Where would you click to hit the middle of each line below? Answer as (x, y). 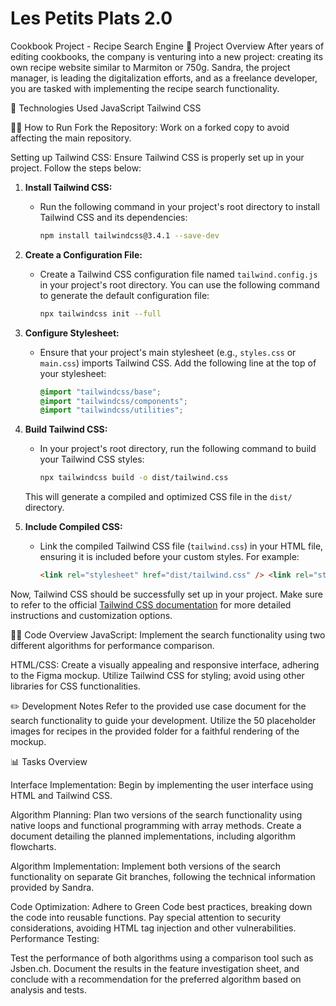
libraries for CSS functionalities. (75, 686)
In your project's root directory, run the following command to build (178, 449)
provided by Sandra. (52, 888)
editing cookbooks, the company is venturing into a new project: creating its (167, 56)
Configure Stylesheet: (72, 333)
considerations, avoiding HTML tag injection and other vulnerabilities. (153, 928)
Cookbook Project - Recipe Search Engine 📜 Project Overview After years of (167, 46)
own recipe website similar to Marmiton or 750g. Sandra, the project (150, 67)
